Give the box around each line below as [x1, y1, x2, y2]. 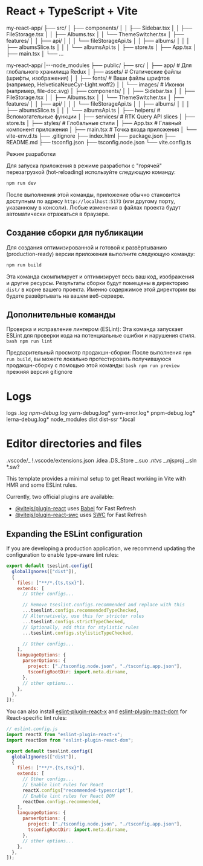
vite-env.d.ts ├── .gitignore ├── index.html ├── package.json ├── [6, 132, 176, 140]
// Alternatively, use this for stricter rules [22, 613, 145, 619]
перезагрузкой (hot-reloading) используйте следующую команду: [6, 168, 176, 176]
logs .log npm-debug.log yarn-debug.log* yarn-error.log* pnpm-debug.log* [6, 409, 195, 417]
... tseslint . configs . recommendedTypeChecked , [22, 608, 139, 614]
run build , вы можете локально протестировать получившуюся [6, 355, 172, 363]
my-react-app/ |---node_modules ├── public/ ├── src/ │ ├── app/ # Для [6, 62, 192, 69]
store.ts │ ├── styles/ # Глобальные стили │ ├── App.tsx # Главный [6, 119, 182, 126]
